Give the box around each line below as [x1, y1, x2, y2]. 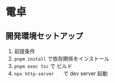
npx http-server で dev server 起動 [14, 70, 108, 77]
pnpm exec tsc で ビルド [14, 63, 73, 69]
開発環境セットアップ [5, 31, 83, 41]
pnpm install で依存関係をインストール [14, 55, 110, 62]
